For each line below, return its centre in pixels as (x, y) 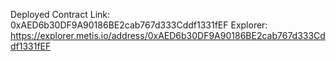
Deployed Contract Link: (60, 14)
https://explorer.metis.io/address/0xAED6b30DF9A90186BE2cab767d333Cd (168, 35)
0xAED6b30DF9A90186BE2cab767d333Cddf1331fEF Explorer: (139, 25)
